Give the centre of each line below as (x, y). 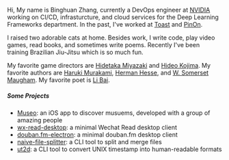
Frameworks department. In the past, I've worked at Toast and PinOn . (105, 24)
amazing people (40, 120)
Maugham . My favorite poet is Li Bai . (59, 80)
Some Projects (28, 96)
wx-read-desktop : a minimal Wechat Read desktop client (97, 127)
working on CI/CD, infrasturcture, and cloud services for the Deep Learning (113, 17)
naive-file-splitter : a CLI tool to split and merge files (89, 142)
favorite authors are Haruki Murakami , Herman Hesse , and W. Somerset (108, 72)
